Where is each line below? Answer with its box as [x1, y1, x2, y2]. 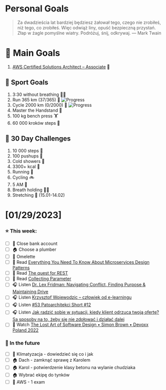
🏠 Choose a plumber [12, 246, 56, 252]
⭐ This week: [5, 227, 37, 234]
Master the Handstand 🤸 [12, 107, 62, 113]
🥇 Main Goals [5, 48, 60, 59]
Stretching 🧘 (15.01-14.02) [12, 192, 65, 198]
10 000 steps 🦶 [12, 148, 43, 154]
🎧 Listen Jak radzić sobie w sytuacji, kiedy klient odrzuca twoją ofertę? [12, 309, 160, 315]
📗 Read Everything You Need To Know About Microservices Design [12, 259, 150, 265]
